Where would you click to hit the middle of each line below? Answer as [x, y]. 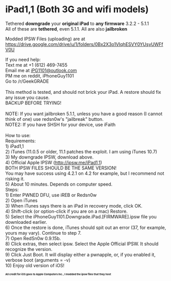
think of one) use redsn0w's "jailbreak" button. [54, 119]
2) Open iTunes [21, 200]
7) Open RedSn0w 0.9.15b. [33, 238]
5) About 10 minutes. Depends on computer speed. [59, 184]
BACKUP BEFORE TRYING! [33, 103]
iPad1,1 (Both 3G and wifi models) [77, 9]
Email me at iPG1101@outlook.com [41, 70]
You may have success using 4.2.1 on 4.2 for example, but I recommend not [85, 173]
